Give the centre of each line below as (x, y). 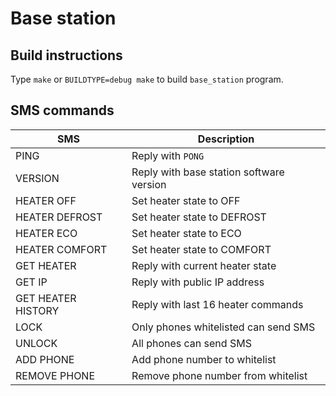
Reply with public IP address (198, 282)
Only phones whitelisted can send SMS (223, 327)
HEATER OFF (46, 200)
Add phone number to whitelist (204, 359)
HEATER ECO (46, 233)
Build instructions (66, 55)
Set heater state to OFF (186, 200)
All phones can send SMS (191, 343)
